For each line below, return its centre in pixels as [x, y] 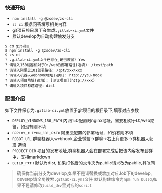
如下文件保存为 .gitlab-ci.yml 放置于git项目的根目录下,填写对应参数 [72, 110]
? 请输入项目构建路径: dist [30, 86]
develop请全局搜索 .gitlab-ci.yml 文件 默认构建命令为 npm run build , [85, 179]
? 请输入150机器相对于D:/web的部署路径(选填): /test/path [59, 65]
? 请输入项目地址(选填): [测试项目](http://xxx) [50, 81]
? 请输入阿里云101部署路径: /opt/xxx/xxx [44, 70]
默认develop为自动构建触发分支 [43, 36]
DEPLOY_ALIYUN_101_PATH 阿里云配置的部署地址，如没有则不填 [73, 133]
